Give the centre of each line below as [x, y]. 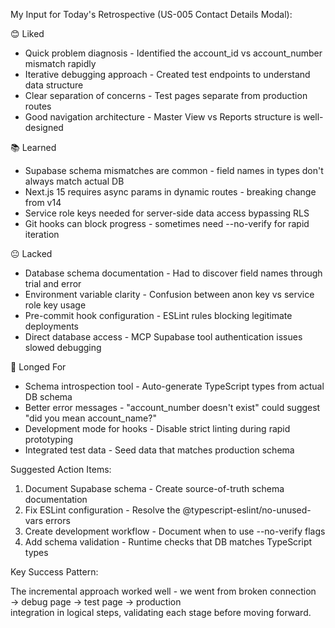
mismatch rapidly [60, 63]
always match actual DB [74, 181]
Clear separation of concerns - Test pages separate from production [166, 95]
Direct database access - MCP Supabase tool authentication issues [163, 337]
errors [58, 520]
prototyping [49, 439]
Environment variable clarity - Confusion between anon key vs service [169, 294]
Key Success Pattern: [54, 572]
